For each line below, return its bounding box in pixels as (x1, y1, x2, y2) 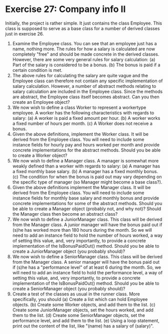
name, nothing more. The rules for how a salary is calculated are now (12, 46, 155, 52)
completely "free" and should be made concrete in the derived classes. (12, 51, 159, 57)
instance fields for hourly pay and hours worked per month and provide (12, 141, 160, 147)
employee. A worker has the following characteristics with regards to (12, 109, 154, 116)
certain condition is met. (12, 67, 62, 73)
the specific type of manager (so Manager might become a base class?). (12, 179, 162, 185)
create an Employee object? (12, 99, 70, 105)
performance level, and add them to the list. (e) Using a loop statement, (12, 317, 160, 323)
